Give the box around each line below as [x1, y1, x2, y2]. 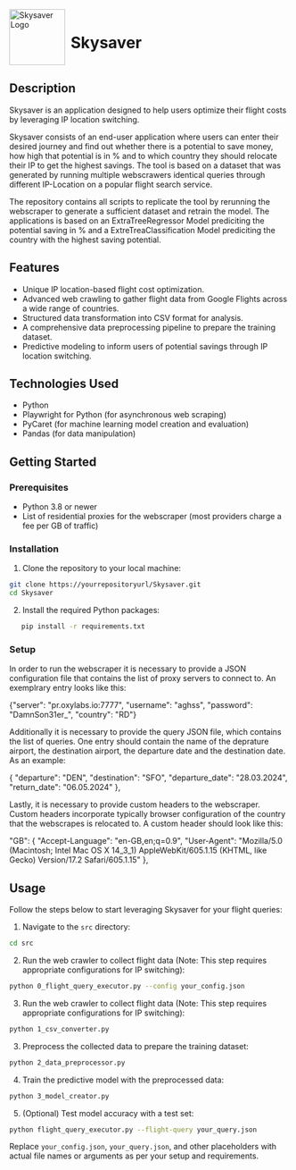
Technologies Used [9, 376, 119, 391]
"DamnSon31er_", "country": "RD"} [9, 710, 136, 720]
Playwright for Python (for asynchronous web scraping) [21, 409, 227, 420]
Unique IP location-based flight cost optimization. [21, 283, 205, 294]
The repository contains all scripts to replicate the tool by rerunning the [9, 196, 270, 206]
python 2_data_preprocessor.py [9, 1058, 126, 1067]
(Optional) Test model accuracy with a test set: [21, 1107, 194, 1118]
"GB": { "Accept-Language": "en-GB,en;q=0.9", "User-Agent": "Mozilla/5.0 [9, 836, 284, 846]
